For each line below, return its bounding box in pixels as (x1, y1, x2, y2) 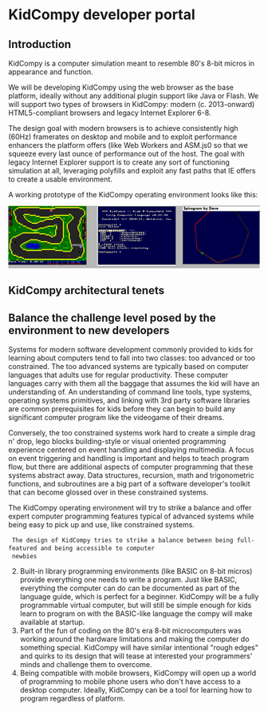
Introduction (8, 38, 72, 51)
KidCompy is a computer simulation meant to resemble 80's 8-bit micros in (8, 58, 255, 68)
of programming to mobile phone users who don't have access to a (19, 677, 241, 686)
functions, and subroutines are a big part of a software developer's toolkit (8, 479, 250, 489)
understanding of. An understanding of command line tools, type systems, (8, 387, 253, 397)
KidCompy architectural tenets (8, 284, 165, 297)
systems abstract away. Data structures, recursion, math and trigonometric (8, 471, 254, 480)
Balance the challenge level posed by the (8, 311, 217, 324)
